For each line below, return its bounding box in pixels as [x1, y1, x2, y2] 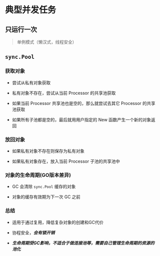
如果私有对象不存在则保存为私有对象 [12, 148, 85, 154]
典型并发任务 [5, 4, 57, 16]
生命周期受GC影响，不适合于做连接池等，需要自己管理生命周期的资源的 [12, 240, 155, 246]
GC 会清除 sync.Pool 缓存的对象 [12, 184, 76, 189]
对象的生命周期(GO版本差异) [5, 171, 71, 178]
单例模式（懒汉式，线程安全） [16, 39, 77, 45]
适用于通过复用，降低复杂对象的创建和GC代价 [12, 219, 104, 225]
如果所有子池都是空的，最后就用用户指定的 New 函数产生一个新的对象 [12, 117, 151, 122]
